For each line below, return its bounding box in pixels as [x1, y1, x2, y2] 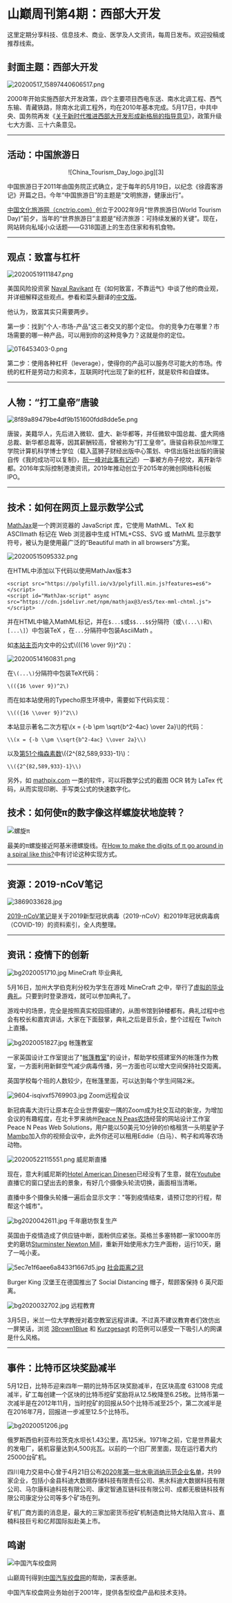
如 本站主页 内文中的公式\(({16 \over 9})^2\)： [7, 641, 133, 649]
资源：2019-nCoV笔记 [7, 879, 103, 891]
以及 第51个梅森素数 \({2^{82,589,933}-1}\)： [7, 750, 132, 757]
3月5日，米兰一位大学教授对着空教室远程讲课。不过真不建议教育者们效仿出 [7, 1316, 220, 1324]
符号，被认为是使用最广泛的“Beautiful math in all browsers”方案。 [7, 539, 194, 546]
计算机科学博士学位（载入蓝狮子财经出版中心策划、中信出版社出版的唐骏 [19, 447, 225, 455]
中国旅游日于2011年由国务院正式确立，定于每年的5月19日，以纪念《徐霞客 [7, 182, 217, 190]
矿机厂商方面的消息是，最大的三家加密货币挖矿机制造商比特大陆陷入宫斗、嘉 [7, 1508, 225, 1517]
